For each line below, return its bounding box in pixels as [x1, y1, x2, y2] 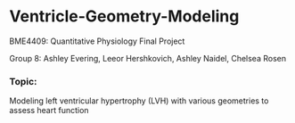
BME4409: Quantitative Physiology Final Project [9, 36, 185, 46]
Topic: [9, 75, 37, 87]
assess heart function [9, 105, 89, 116]
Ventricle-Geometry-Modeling [9, 6, 240, 27]
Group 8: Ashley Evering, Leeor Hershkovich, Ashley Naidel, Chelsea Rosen [9, 53, 287, 63]
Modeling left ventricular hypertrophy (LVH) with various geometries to [9, 95, 269, 106]
